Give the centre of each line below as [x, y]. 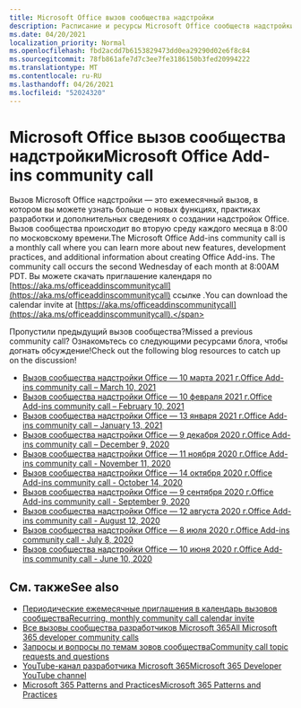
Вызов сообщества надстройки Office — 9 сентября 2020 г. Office [148, 492]
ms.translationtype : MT [54, 68]
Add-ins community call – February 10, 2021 [103, 406]
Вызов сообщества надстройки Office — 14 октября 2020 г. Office [147, 473]
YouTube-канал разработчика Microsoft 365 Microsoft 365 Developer [152, 666]
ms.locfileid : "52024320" [57, 92]
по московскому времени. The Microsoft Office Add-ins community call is [147, 238]
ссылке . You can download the [230, 295]
